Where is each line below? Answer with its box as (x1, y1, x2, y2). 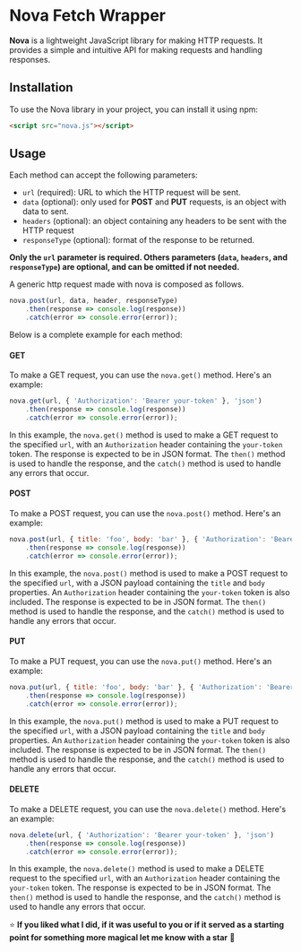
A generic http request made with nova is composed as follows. (9, 279, 245, 290)
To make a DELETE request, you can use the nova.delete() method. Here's (9, 803, 287, 814)
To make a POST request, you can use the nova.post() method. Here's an (9, 508, 281, 519)
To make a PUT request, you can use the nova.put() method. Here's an (9, 655, 272, 666)
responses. (9, 54, 51, 65)
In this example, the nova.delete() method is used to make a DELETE (9, 863, 264, 874)
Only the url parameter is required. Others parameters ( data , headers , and (9, 252, 288, 263)
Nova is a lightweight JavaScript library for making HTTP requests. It (9, 35, 263, 46)
